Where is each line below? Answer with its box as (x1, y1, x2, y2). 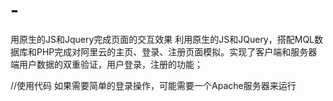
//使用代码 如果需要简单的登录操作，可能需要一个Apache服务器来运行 (10, 79, 297, 91)
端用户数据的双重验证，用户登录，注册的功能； (10, 58, 203, 70)
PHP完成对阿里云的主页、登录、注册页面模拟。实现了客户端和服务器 (36, 45, 318, 58)
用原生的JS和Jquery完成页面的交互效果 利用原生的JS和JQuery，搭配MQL (10, 33, 315, 45)
